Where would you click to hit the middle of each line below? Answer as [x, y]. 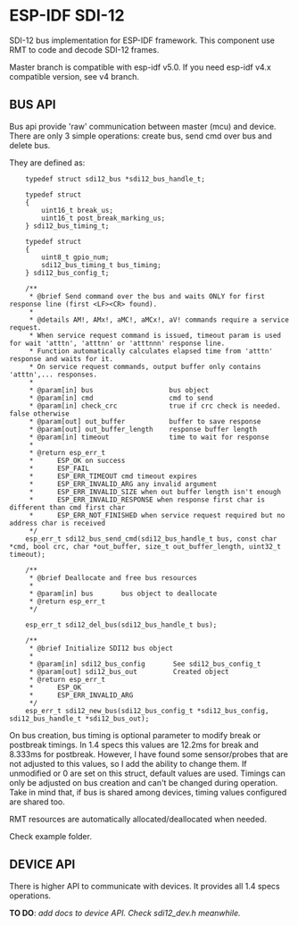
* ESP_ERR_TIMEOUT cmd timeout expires [113, 476]
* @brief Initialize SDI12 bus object [101, 648]
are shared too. [37, 802]
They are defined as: [47, 163]
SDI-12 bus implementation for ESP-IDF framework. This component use [142, 40]
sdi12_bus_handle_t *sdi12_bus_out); [79, 719]
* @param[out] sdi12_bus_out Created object [129, 671]
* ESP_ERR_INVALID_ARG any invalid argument [123, 484]
